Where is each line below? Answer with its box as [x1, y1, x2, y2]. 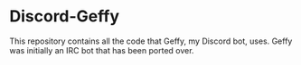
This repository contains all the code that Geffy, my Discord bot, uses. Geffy [9, 36, 293, 46]
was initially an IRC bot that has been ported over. [9, 45, 194, 55]
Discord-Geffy [9, 6, 120, 27]
